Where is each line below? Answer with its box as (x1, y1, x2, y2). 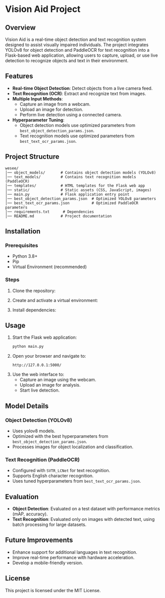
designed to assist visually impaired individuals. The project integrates (5, 42, 149, 48)
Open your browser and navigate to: (12, 353, 86, 359)
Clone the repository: (12, 288, 56, 294)
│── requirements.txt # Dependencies (5, 209, 94, 214)
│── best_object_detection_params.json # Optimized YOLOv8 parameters (5, 196, 156, 201)
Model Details (5, 401, 49, 410)
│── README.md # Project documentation (5, 213, 112, 218)
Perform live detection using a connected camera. (19, 111, 122, 117)
